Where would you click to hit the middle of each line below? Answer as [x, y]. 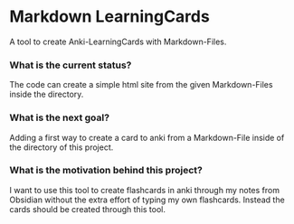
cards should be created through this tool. [87, 209]
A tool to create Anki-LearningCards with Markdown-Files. [118, 42]
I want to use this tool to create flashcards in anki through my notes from [145, 190]
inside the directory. [47, 94]
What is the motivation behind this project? [106, 171]
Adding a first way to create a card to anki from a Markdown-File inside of [147, 137]
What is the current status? [71, 65]
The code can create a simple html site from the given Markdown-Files [141, 85]
